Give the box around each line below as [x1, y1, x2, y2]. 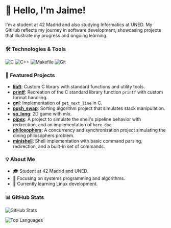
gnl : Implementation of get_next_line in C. [12, 100, 103, 106]
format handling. [12, 94, 47, 100]
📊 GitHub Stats [5, 194, 44, 201]
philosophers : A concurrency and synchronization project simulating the [12, 127, 166, 133]
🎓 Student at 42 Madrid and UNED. [12, 168, 88, 174]
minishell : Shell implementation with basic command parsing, [12, 138, 143, 144]
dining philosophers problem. [12, 132, 75, 139]
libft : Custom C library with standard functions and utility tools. [12, 83, 145, 89]
